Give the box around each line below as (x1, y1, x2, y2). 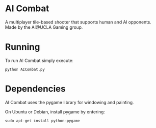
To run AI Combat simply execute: (5, 57, 74, 64)
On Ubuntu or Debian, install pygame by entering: (5, 108, 105, 115)
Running (5, 42, 40, 53)
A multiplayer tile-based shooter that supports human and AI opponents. (5, 19, 152, 25)
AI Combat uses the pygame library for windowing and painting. (5, 99, 134, 105)
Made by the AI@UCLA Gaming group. (5, 24, 83, 30)
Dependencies (5, 84, 66, 94)
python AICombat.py (5, 67, 45, 72)
